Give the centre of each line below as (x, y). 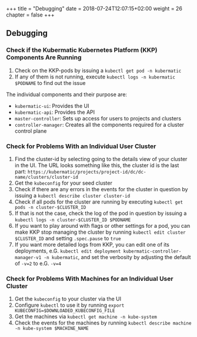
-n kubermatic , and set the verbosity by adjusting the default (117, 257)
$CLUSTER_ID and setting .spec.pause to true (68, 238)
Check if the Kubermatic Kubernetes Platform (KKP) (82, 50)
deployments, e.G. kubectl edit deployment (68, 251)
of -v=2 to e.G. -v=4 (38, 263)
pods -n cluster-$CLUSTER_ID (50, 207)
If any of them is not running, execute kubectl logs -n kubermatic (95, 77)
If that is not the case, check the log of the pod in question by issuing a (101, 213)
